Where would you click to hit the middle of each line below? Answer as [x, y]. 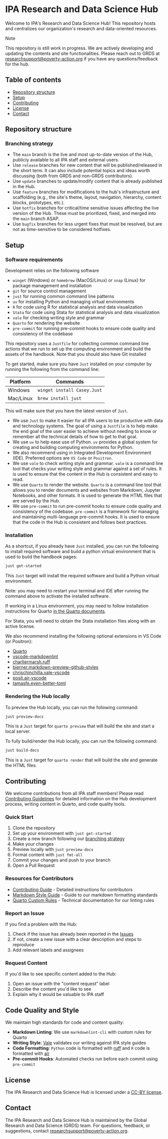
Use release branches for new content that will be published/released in [87, 165]
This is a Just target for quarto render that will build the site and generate [81, 760]
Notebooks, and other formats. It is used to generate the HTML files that [87, 496]
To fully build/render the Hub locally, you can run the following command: [81, 741]
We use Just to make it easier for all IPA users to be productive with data [88, 421]
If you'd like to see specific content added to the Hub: [61, 974]
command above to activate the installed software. [58, 596]
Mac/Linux [20, 399]
